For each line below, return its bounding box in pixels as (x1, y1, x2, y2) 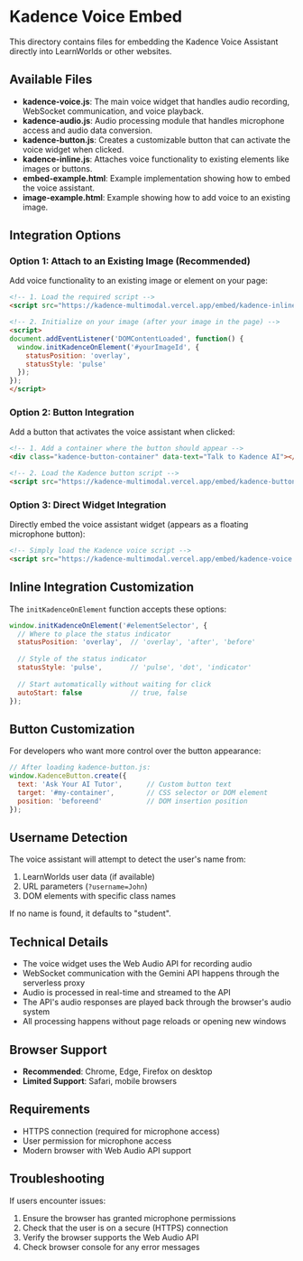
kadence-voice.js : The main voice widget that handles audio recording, (22, 96, 290, 107)
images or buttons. (22, 163, 93, 173)
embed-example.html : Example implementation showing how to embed (22, 173, 291, 183)
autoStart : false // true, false (17, 688, 188, 697)
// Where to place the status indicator (17, 630, 171, 639)
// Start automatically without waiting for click (17, 679, 212, 688)
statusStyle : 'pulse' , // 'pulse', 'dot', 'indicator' (17, 663, 252, 672)
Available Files (9, 72, 93, 88)
